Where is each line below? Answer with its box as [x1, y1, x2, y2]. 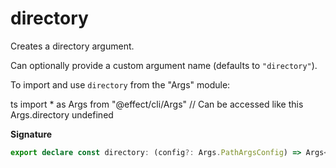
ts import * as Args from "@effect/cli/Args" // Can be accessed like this [10, 98, 304, 110]
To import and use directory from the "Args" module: [10, 78, 231, 91]
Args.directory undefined [10, 108, 114, 121]
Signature [10, 128, 53, 140]
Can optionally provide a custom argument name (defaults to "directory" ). [10, 59, 318, 71]
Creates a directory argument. [10, 40, 135, 52]
